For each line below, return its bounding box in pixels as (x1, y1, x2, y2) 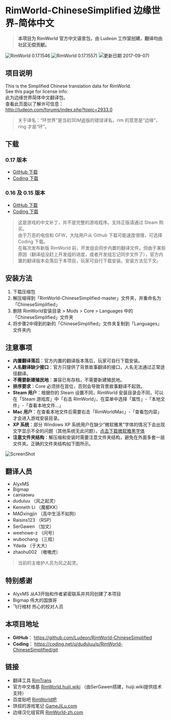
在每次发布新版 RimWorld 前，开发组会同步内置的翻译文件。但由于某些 (17, 245, 166, 251)
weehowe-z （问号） (12, 530, 57, 536)
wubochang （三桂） (12, 536, 57, 542)
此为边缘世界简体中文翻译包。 (5, 94, 68, 100)
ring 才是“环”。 (17, 123, 50, 129)
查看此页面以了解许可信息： (5, 101, 64, 107)
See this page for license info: (5, 88, 68, 95)
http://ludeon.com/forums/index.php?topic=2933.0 (5, 106, 113, 112)
